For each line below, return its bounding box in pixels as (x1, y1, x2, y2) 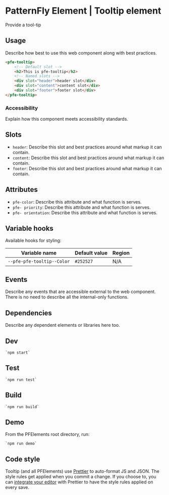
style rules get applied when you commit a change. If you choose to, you (5, 474, 156, 480)
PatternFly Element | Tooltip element (5, 5, 161, 17)
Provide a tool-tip (5, 22, 41, 28)
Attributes (5, 185, 38, 194)
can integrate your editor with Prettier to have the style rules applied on (5, 479, 153, 485)
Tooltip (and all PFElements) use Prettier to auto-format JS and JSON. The (5, 468, 160, 474)
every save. (5, 484, 29, 490)
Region (112, 250, 130, 257)
